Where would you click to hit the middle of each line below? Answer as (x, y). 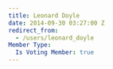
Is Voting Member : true (55, 52)
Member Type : (30, 45)
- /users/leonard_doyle (55, 38)
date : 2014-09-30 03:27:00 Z (56, 23)
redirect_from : (33, 30)
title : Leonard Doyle (44, 15)
